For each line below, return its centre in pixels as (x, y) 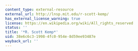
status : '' (16, 28)
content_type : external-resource (39, 9)
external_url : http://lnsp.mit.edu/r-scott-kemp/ (57, 14)
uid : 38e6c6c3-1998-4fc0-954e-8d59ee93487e (51, 37)
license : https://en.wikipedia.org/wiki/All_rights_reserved (69, 23)
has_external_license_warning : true (43, 18)
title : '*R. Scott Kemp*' (32, 32)
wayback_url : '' (22, 41)
